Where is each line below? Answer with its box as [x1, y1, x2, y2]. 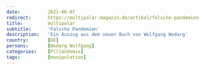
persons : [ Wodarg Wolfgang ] [6, 43, 95, 49]
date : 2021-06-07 [6, 9, 75, 15]
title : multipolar [6, 20, 75, 26]
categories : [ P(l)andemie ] [6, 49, 84, 55]
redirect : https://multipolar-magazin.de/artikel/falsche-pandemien [6, 15, 199, 21]
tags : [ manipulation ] [6, 54, 87, 60]
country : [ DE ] [6, 37, 60, 43]
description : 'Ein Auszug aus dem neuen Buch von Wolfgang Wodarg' [6, 32, 188, 38]
